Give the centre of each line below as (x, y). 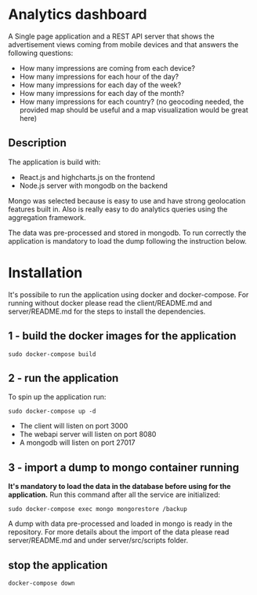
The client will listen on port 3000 (74, 426)
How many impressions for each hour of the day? (99, 76)
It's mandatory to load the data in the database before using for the (119, 487)
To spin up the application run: (57, 397)
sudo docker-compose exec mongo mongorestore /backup (98, 509)
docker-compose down (42, 583)
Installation (45, 272)
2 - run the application (63, 378)
